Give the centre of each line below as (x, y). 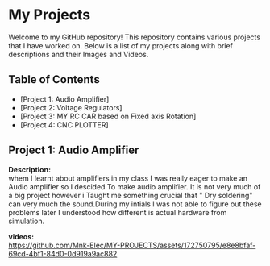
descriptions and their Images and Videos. (79, 54)
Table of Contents (54, 79)
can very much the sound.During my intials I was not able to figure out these (135, 204)
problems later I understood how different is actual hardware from (118, 212)
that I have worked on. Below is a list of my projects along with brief (121, 45)
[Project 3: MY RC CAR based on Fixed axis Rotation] (108, 116)
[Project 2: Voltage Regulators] (71, 107)
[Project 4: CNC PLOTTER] (64, 125)
